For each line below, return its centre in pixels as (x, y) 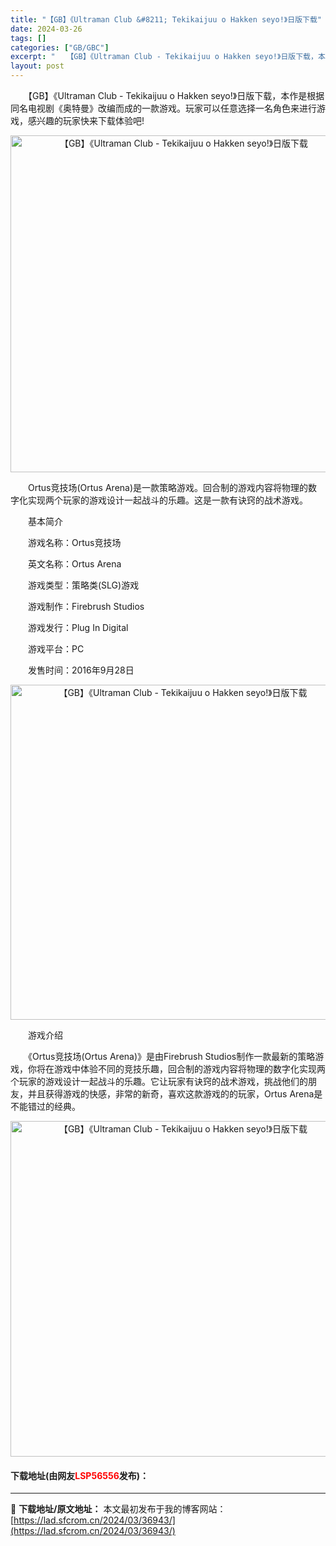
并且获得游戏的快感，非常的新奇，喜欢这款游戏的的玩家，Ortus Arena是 (175, 1094)
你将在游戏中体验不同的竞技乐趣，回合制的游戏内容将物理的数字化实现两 (176, 1069)
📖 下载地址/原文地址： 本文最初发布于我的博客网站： (118, 1509)
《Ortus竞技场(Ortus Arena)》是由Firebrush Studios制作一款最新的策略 (171, 1056)
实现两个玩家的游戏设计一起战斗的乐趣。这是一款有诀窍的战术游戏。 (167, 500)
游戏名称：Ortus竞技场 (74, 542)
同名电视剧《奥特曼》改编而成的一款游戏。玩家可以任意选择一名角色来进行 (163, 108)
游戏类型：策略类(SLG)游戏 (83, 585)
